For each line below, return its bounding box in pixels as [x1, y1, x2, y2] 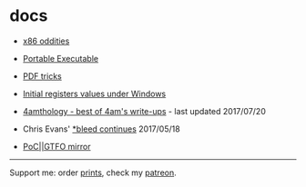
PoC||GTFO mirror [22, 141, 91, 152]
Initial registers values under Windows [22, 88, 167, 99]
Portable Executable [22, 53, 98, 64]
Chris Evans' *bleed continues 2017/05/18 [22, 123, 180, 134]
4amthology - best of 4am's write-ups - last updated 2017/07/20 [22, 105, 266, 116]
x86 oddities [22, 35, 70, 46]
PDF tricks [22, 70, 62, 82]
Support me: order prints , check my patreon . [9, 167, 178, 178]
